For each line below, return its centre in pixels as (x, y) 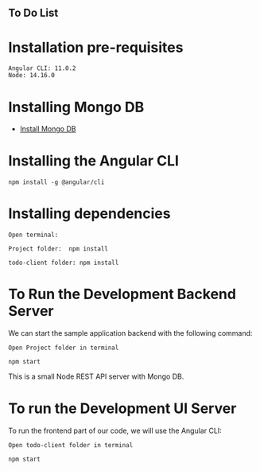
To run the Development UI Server (122, 409)
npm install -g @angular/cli (56, 182)
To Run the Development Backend (122, 294)
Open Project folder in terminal (64, 348)
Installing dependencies (89, 214)
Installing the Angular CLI (93, 161)
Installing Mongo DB (76, 107)
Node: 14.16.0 (32, 76)
